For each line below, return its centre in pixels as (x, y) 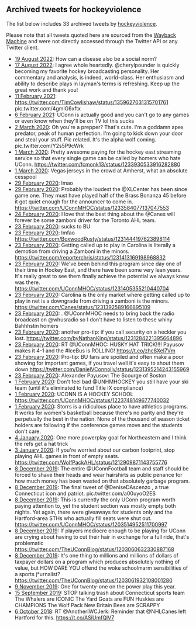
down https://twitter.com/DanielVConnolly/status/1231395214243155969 (102, 369)
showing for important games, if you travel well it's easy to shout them (99, 363)
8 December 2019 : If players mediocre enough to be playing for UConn (100, 531)
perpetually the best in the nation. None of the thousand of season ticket (102, 419)
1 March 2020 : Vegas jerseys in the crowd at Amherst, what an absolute (101, 170)
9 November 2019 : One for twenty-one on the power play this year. (95, 586)
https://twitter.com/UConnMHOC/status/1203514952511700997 (91, 524)
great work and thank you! (46, 89)
